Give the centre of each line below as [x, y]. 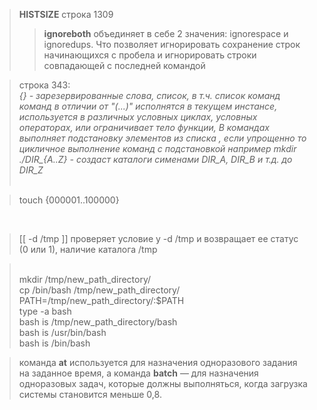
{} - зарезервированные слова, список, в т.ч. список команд [149, 95]
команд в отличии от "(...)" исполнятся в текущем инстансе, [148, 106]
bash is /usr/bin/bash [62, 332]
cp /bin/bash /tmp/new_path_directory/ [99, 290]
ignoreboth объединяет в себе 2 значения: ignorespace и [166, 33]
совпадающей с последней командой [124, 65]
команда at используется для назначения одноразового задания [158, 362]
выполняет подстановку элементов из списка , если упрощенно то [162, 138]
